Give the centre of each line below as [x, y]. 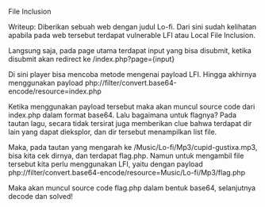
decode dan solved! [41, 196]
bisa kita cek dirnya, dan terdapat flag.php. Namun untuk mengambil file [126, 155]
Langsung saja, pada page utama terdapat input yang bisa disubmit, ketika [130, 50]
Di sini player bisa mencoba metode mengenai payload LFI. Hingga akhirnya [132, 74]
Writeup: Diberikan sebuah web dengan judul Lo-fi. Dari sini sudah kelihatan [132, 27]
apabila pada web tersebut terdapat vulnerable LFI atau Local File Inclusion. [132, 35]
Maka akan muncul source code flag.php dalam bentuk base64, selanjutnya [132, 188]
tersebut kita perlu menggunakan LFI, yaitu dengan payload [106, 164]
